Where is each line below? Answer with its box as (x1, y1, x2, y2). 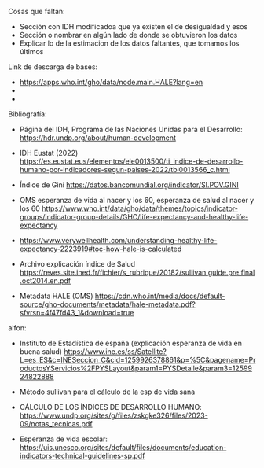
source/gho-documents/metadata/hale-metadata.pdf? (19, 300, 196, 309)
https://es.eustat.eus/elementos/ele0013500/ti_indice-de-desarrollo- (19, 157, 244, 166)
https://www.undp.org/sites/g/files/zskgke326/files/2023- (19, 411, 208, 420)
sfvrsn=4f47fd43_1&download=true (19, 308, 134, 317)
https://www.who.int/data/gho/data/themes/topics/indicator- (42, 204, 238, 213)
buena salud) (19, 347, 63, 356)
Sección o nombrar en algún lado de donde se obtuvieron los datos (19, 31, 238, 39)
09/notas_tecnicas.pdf (19, 419, 93, 428)
